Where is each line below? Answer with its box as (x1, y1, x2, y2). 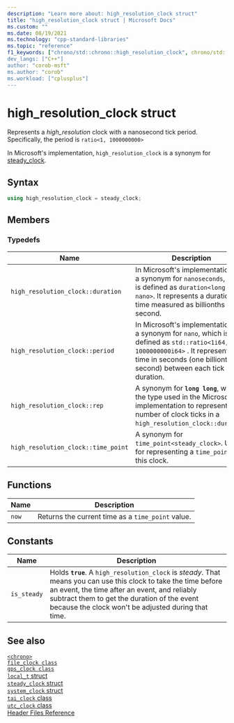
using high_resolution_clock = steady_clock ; (7, 195, 141, 202)
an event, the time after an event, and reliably (49, 585, 197, 595)
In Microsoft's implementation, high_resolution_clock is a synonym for (7, 149, 211, 157)
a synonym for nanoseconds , (135, 273, 226, 283)
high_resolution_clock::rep (10, 401, 104, 410)
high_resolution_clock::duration (10, 287, 122, 295)
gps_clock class (7, 666, 54, 673)
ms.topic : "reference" (7, 42, 73, 49)
